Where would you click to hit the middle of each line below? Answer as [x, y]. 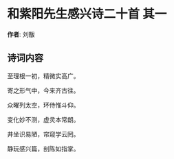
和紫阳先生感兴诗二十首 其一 [87, 14]
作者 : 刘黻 [21, 34]
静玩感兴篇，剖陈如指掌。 [43, 149]
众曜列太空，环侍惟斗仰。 [43, 105]
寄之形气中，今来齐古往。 [43, 90]
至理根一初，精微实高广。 [43, 75]
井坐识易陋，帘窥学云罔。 [43, 134]
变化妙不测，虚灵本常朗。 [43, 119]
